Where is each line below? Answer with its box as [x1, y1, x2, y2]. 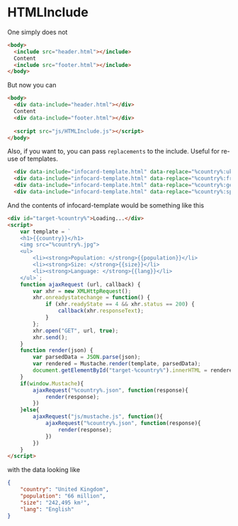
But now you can [7, 81, 57, 90]
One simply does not [7, 28, 68, 36]
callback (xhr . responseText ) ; [57, 307, 144, 315]
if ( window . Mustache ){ [20, 380, 84, 387]
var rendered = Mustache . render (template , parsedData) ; [33, 360, 201, 367]
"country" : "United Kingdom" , [20, 486, 110, 493]
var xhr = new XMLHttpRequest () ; [33, 287, 132, 295]
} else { [20, 407, 40, 414]
